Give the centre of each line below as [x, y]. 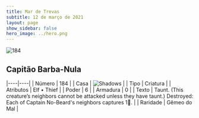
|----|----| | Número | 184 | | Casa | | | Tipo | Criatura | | [89, 83]
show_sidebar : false [32, 28]
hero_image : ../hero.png [37, 34]
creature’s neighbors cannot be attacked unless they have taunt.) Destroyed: [100, 96]
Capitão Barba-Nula [44, 69]
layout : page [22, 23]
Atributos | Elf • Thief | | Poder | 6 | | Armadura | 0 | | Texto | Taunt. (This [95, 90]
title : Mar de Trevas [33, 12]
